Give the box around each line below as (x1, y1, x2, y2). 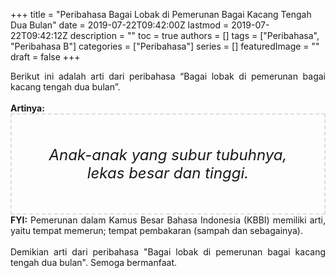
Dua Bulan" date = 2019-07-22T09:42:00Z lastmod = (10, 19, 230, 31)
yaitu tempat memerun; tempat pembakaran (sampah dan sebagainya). (10, 225, 303, 236)
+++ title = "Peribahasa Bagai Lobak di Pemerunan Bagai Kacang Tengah (10, 9, 312, 20)
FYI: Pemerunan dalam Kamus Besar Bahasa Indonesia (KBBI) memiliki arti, (10, 214, 326, 226)
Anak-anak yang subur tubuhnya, (48, 145, 288, 164)
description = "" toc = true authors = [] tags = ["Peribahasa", (69, 30, 320, 41)
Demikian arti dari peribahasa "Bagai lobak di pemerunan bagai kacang (10, 246, 326, 258)
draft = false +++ (10, 51, 81, 63)
